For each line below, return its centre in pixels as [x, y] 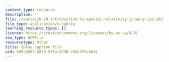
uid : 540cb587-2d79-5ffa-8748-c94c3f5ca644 [52, 51]
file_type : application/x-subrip [40, 24]
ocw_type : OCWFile [24, 38]
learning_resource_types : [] [36, 28]
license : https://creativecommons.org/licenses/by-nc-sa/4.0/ [72, 33]
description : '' [22, 14]
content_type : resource [30, 10]
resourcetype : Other [27, 42]
